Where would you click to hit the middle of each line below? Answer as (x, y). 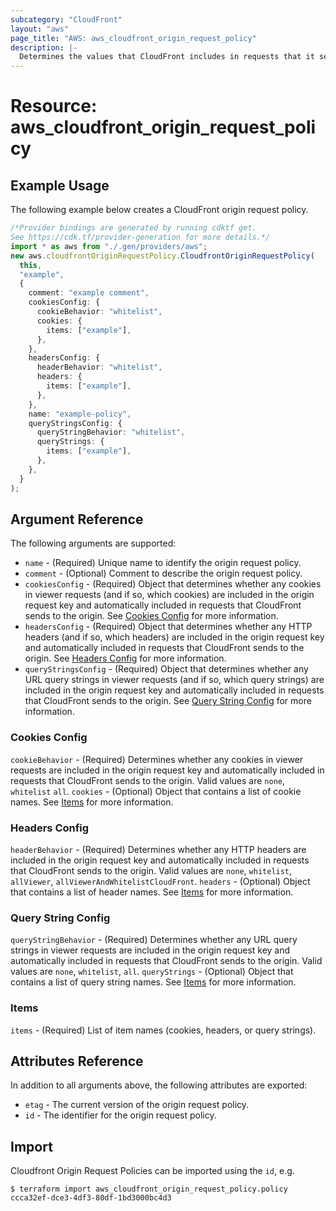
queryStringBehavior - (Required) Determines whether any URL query (154, 940)
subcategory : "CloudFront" (66, 19)
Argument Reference (77, 519)
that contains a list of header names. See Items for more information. (152, 892)
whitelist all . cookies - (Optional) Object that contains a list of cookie (156, 791)
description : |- (44, 47)
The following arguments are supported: (93, 543)
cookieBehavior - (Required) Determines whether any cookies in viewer (157, 759)
